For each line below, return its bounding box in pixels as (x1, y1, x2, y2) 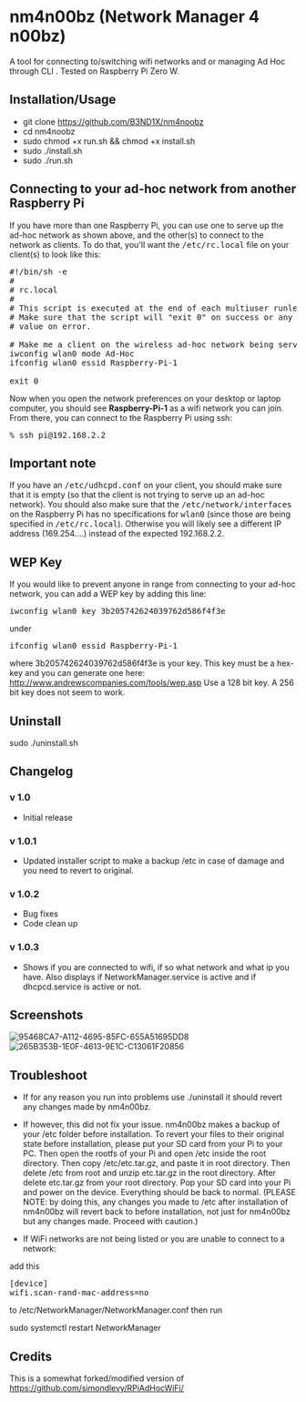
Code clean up (22, 918, 78, 929)
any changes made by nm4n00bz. (22, 1101, 152, 1112)
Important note (9, 455, 97, 471)
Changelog (9, 763, 74, 780)
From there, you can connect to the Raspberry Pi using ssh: (9, 412, 232, 423)
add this (9, 1261, 40, 1272)
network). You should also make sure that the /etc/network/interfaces (9, 499, 292, 510)
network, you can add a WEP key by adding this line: (9, 588, 207, 599)
